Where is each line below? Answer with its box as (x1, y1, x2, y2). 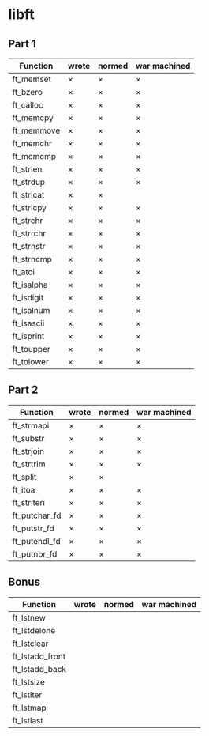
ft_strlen (12, 164, 43, 175)
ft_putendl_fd (12, 535, 61, 546)
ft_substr (12, 432, 45, 443)
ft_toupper (12, 344, 50, 354)
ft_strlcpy (12, 202, 47, 213)
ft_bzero (12, 87, 43, 97)
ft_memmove (12, 125, 61, 136)
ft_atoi (12, 266, 35, 277)
